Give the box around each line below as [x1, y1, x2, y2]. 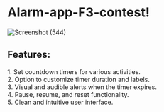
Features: [7, 49, 51, 61]
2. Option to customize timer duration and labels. [7, 75, 151, 83]
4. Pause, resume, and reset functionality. [7, 90, 129, 98]
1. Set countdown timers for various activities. [7, 67, 141, 76]
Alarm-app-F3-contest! [7, 4, 151, 21]
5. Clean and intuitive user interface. [7, 98, 114, 106]
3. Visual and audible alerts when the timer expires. [7, 83, 158, 91]
